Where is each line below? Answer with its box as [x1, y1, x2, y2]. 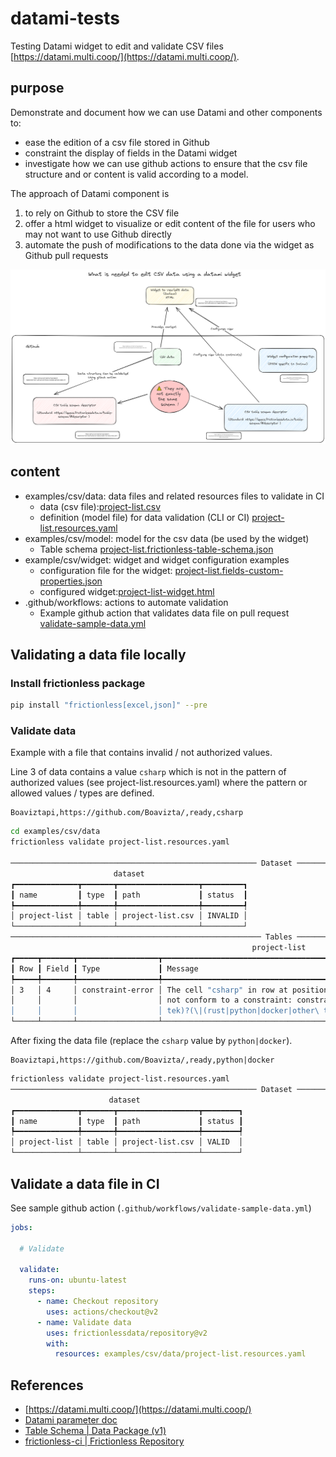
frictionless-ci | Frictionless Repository [24, 1435, 185, 1447]
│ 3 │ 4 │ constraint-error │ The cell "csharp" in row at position [10, 985, 329, 995]
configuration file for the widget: [39, 564, 173, 576]
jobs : [10, 1222, 33, 1232]
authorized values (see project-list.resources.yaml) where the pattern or [10, 777, 308, 789]
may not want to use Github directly [24, 228, 172, 240]
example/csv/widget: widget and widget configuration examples [24, 553, 290, 566]
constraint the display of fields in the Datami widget [24, 147, 238, 159]
